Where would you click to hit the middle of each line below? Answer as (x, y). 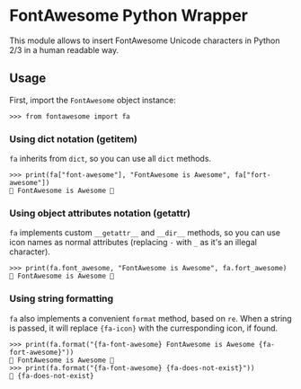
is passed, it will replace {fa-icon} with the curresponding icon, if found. (144, 328)
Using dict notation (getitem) (73, 138)
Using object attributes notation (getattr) (100, 213)
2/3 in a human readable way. (64, 49)
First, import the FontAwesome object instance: (93, 100)
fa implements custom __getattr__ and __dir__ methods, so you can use (145, 233)
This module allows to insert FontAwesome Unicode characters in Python (145, 40)
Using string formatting (62, 299)
